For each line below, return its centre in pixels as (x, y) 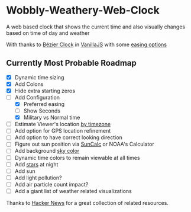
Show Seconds (42, 111)
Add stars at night (36, 164)
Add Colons (29, 84)
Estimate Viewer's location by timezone (63, 124)
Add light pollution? (38, 178)
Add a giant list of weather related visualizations (73, 191)
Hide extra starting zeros (45, 91)
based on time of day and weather (48, 33)
